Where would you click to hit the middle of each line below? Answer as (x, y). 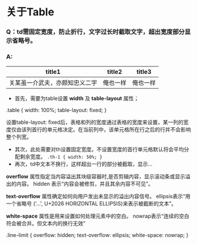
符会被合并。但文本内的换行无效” (46, 223)
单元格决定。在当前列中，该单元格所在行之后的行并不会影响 (119, 130)
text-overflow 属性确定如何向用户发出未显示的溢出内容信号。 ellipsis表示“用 (98, 196)
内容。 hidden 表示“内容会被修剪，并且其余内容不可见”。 (85, 184)
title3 (144, 72)
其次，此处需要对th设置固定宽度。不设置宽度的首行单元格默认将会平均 (99, 150)
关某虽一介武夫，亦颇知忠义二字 (53, 83)
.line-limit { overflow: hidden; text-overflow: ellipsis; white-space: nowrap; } (97, 235)
